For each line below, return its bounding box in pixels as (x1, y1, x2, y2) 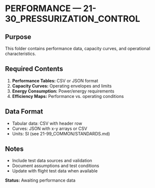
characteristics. (5, 51, 36, 56)
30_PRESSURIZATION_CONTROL (5, 13, 140, 24)
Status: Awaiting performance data (5, 177, 76, 183)
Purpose (5, 33, 32, 41)
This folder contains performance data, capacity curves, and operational (5, 46, 151, 51)
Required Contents (5, 65, 63, 73)
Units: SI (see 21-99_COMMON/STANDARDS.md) (12, 131, 110, 136)
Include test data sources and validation (12, 158, 92, 164)
